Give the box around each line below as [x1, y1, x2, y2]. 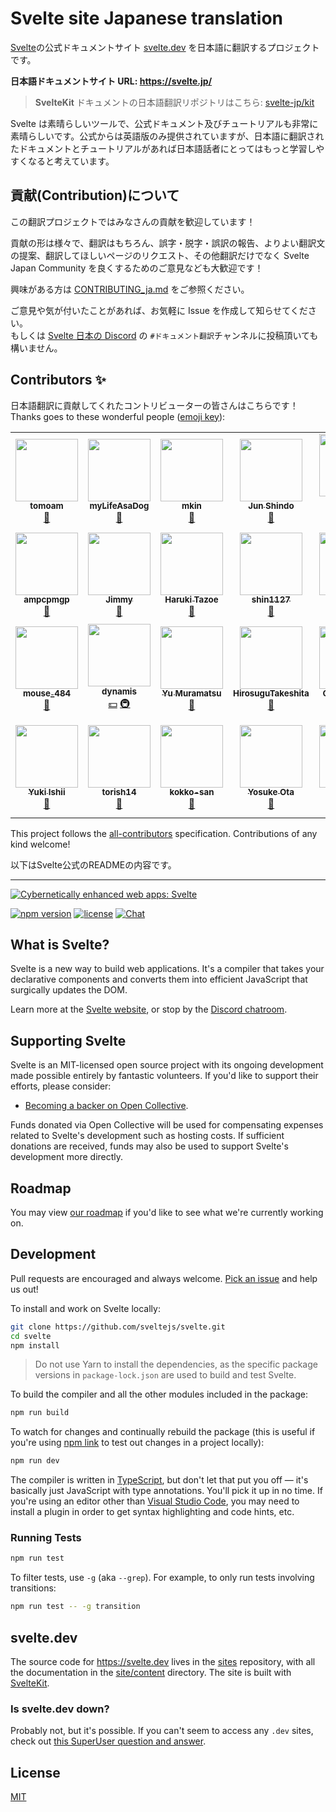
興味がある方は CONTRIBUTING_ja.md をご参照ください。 [10, 283, 250, 295]
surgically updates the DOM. [10, 984, 128, 996]
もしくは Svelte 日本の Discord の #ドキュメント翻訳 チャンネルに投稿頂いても [10, 329, 319, 341]
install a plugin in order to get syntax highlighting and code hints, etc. [10, 1506, 295, 1518]
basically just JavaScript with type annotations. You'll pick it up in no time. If [10, 1485, 323, 1497]
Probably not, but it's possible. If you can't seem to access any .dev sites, [10, 1725, 314, 1737]
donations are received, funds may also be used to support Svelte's [10, 1140, 289, 1152]
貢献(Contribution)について [10, 187, 180, 204]
